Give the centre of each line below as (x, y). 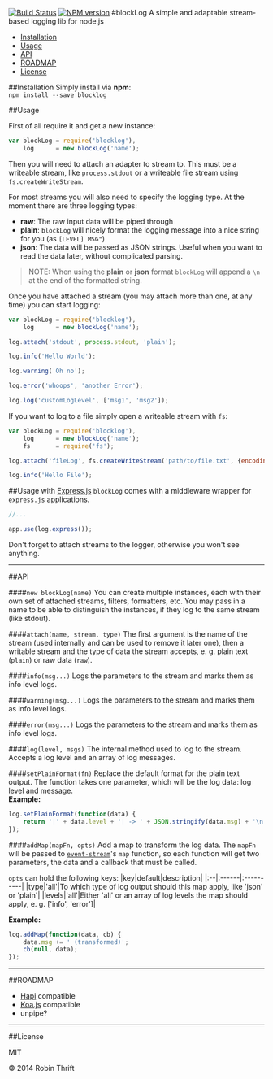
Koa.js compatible (50, 1005)
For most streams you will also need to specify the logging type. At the (127, 197)
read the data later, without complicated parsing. (102, 255)
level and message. (41, 790)
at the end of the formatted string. (85, 280)
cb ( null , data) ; (51, 950)
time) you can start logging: (54, 304)
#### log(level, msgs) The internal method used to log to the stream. (125, 749)
